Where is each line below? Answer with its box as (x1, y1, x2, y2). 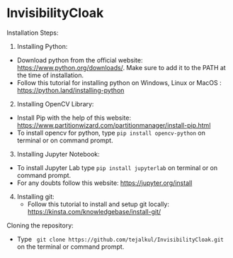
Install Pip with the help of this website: (16, 113, 132, 122)
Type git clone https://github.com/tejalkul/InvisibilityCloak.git (16, 235, 225, 243)
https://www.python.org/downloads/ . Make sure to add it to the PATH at (16, 63, 226, 72)
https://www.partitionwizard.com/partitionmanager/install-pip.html (16, 120, 211, 129)
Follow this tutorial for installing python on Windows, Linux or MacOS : (16, 78, 222, 86)
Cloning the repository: (6, 221, 74, 230)
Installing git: (16, 192, 55, 201)
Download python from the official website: (16, 55, 143, 64)
